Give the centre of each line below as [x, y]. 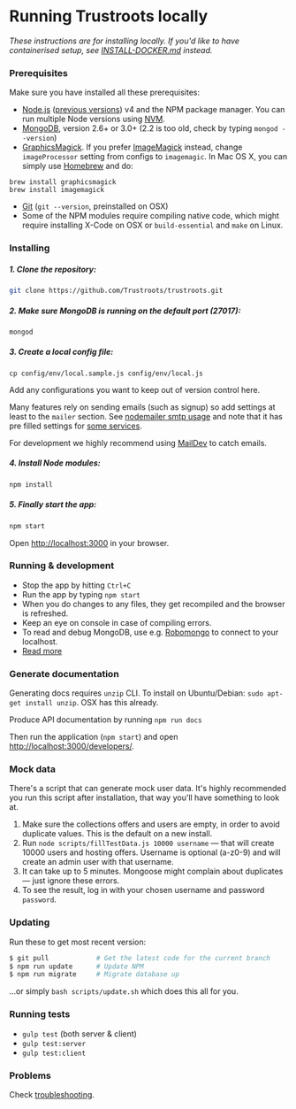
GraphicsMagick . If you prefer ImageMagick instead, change [132, 147]
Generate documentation [64, 674]
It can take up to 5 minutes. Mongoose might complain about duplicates [152, 871]
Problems [30, 1075]
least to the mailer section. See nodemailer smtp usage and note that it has [146, 416]
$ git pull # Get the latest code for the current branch [140, 958]
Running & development [62, 566]
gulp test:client [54, 1053]
